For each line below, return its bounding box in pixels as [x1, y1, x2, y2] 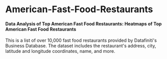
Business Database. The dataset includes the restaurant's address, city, [5, 43, 157, 49]
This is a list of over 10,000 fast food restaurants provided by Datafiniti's [5, 37, 157, 44]
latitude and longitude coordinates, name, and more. [5, 48, 115, 54]
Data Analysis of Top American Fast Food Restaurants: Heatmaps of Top [5, 20, 162, 26]
